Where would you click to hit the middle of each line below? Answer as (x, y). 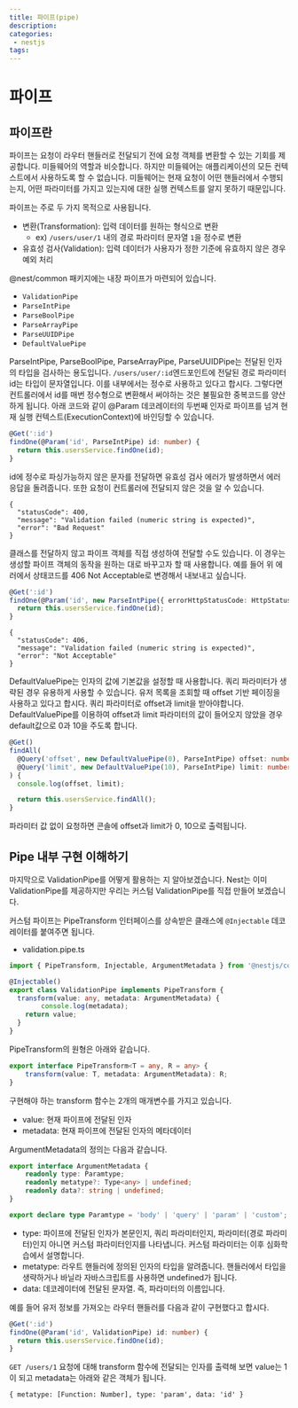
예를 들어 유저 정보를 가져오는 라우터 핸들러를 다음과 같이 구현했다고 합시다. (139, 1307)
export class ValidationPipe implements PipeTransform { (117, 990)
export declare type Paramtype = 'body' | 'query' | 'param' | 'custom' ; (149, 1215)
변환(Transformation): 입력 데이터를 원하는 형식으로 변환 (120, 226)
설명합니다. (65, 1255)
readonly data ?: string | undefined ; (95, 1191)
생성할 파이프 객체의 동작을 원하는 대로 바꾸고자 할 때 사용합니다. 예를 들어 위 (141, 564)
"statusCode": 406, (53, 641)
